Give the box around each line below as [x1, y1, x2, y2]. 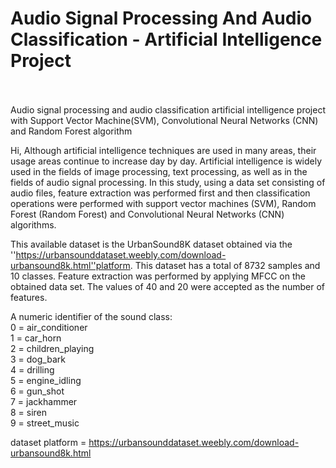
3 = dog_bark [10, 353, 66, 365]
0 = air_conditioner [10, 321, 88, 333]
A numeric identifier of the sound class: [10, 310, 173, 322]
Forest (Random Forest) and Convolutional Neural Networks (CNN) [10, 208, 285, 220]
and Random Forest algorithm [10, 125, 133, 137]
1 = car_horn [10, 332, 62, 344]
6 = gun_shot [10, 385, 65, 397]
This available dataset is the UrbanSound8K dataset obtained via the [10, 238, 293, 250]
